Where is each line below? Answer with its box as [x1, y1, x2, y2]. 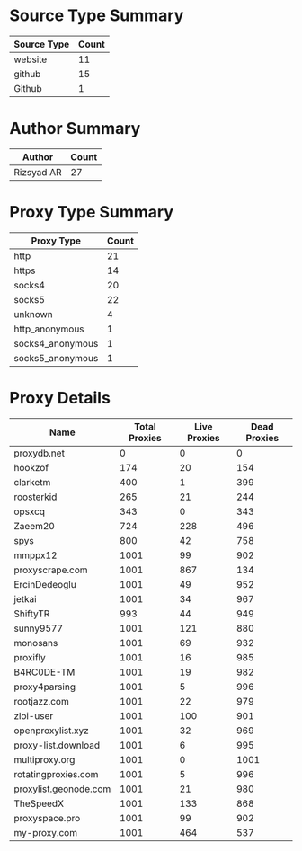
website [13, 53, 48, 66]
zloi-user [13, 709, 54, 722]
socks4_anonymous [13, 337, 99, 350]
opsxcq [13, 505, 46, 518]
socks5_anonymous [13, 351, 99, 364]
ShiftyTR [13, 607, 50, 620]
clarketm [13, 475, 51, 488]
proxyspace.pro [13, 811, 81, 824]
